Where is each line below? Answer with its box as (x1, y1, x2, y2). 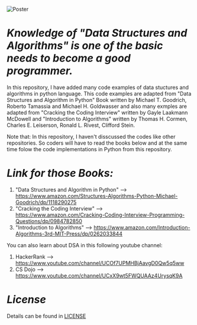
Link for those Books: (7, 167, 114, 180)
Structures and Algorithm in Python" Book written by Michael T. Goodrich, (7, 96, 187, 103)
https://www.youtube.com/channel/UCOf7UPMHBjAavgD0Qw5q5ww (15, 259, 185, 266)
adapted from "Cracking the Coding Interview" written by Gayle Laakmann (7, 109, 188, 116)
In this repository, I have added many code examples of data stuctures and (7, 84, 189, 91)
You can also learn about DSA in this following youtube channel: (7, 241, 163, 248)
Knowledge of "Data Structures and (7, 27, 188, 40)
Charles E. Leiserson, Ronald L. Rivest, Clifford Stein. (7, 122, 135, 129)
